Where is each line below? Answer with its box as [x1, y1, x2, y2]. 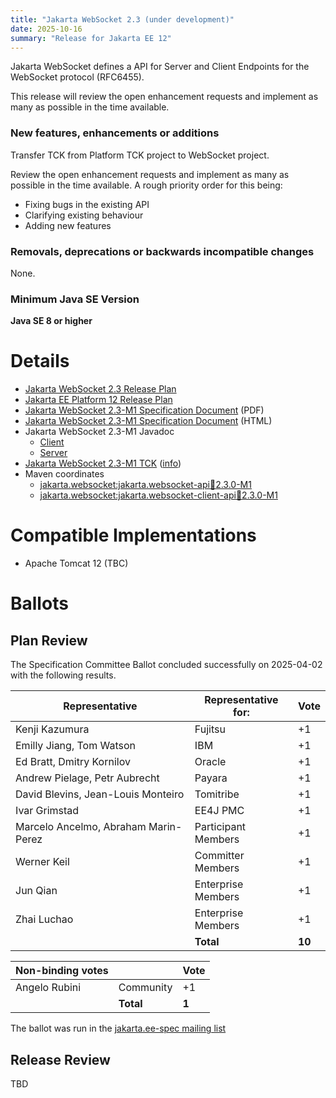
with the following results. [10, 669, 117, 681]
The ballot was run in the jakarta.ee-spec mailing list [10, 1022, 227, 1035]
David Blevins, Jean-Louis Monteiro [15, 787, 185, 801]
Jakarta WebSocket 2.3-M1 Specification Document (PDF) [24, 404, 265, 416]
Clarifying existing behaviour [24, 209, 144, 221]
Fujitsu [194, 722, 226, 736]
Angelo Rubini [15, 981, 82, 995]
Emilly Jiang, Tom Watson [15, 739, 136, 753]
